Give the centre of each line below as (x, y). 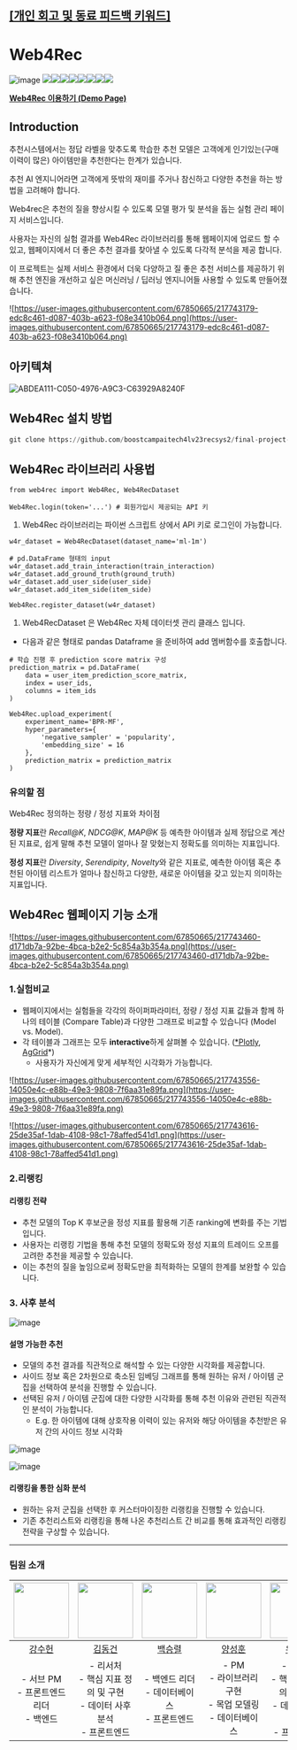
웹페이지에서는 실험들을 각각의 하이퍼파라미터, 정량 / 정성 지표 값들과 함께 (148, 1010)
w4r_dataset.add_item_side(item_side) (80, 590)
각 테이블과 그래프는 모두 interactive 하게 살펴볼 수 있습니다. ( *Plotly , (141, 1042)
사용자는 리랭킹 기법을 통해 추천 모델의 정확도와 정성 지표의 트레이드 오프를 (151, 1244)
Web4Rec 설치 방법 (61, 419)
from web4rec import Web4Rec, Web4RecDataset (94, 490)
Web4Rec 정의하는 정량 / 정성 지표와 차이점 (85, 813)
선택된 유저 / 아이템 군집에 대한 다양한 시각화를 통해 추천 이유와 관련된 (142, 1399)
